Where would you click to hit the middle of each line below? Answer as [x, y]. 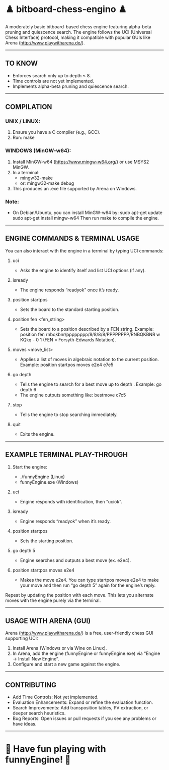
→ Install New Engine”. [36, 659]
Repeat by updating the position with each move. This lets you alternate [79, 595]
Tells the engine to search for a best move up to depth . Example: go [91, 384]
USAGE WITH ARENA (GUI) [48, 621]
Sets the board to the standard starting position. [70, 309]
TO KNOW [22, 63]
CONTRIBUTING [31, 685]
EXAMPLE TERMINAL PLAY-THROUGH [67, 455]
